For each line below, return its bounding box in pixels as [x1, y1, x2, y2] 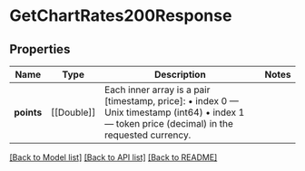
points [14, 106, 43, 119]
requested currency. [103, 128, 192, 141]
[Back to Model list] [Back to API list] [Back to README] [9, 152, 218, 163]
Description [153, 69, 206, 81]
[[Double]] [50, 106, 96, 119]
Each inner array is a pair [103, 83, 211, 96]
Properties [9, 42, 71, 57]
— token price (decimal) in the [103, 118, 234, 129]
